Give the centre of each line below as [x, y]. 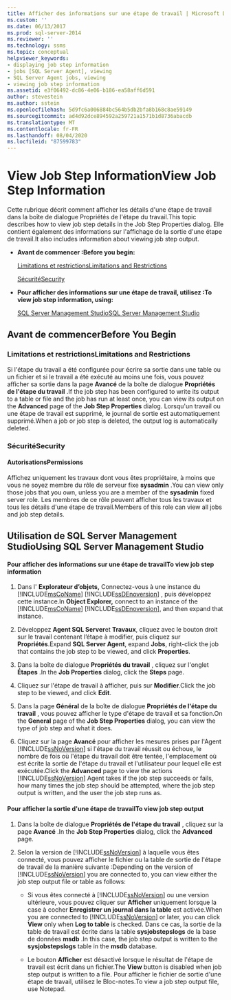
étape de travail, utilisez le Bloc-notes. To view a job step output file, [123, 981]
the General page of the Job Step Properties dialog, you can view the [116, 721]
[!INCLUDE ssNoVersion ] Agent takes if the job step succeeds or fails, [115, 778]
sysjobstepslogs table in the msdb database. [92, 946]
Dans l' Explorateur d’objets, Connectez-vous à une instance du [109, 587]
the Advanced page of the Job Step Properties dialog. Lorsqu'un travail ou [114, 406]
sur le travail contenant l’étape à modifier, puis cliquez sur [99, 637]
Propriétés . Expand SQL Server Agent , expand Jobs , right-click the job [118, 644]
